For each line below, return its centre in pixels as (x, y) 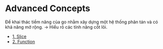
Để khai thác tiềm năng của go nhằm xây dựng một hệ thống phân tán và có (81, 22)
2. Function (23, 41)
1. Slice (19, 36)
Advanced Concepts (48, 8)
